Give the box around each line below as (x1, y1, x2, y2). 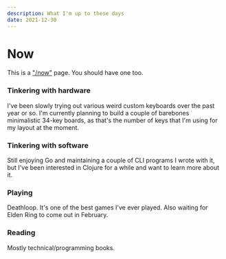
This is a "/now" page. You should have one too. (7, 69, 144, 77)
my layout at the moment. (7, 123, 80, 131)
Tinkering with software (7, 140, 89, 150)
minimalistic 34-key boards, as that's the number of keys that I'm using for (7, 116, 218, 124)
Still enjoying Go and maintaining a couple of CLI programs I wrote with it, (7, 156, 215, 165)
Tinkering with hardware (7, 86, 91, 95)
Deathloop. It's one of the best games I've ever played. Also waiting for (7, 203, 208, 212)
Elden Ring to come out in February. (7, 211, 109, 219)
